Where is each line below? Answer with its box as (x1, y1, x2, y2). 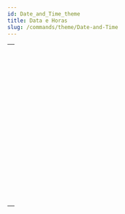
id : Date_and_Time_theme (7, 10, 81, 18)
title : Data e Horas (7, 17, 69, 24)
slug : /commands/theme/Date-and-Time (7, 23, 119, 30)
